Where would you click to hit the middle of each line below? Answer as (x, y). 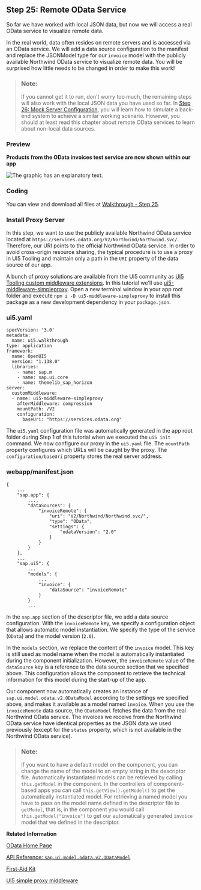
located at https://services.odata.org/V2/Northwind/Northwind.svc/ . (92, 239)
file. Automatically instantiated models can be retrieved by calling (102, 777)
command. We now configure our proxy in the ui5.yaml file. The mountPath (98, 443)
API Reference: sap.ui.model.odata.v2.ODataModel (68, 857)
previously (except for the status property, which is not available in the (94, 729)
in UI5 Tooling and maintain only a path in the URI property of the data (92, 258)
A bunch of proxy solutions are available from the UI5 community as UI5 (95, 277)
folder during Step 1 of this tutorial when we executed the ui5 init (88, 437)
